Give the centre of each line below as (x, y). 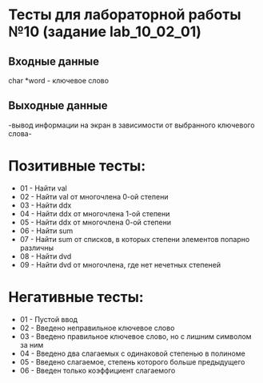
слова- (20, 133)
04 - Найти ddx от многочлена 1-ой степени (95, 213)
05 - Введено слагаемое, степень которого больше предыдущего (132, 361)
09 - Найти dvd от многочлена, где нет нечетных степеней (120, 264)
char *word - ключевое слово (59, 81)
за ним (32, 345)
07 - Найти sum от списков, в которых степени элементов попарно (135, 239)
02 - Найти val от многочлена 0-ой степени (94, 196)
